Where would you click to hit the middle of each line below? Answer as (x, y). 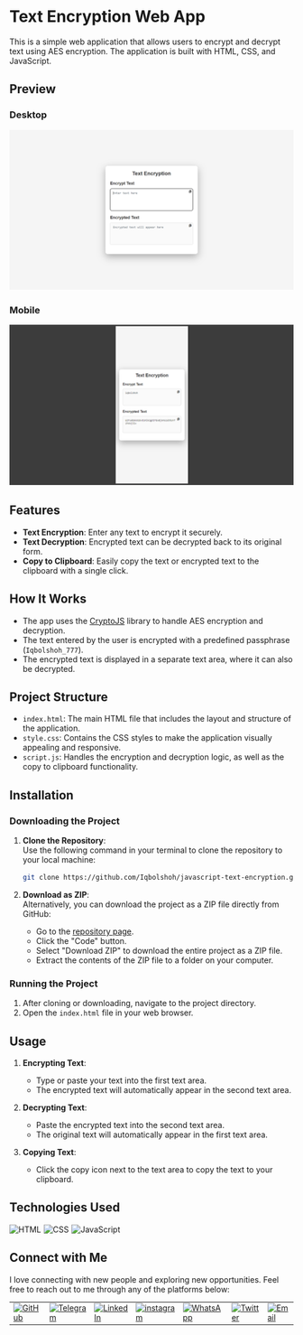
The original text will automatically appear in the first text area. (152, 1134)
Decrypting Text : (55, 1107)
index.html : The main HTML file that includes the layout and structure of (156, 719)
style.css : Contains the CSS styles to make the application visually (147, 738)
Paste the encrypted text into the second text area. (130, 1125)
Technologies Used (64, 1208)
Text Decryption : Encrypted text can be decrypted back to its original (152, 541)
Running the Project (54, 984)
